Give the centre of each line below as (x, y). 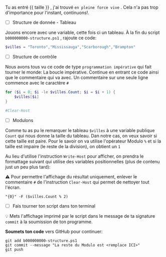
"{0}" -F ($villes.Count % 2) (37, 197)
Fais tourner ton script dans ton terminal (54, 206)
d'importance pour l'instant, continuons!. (47, 13)
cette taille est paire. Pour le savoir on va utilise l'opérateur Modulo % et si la (83, 141)
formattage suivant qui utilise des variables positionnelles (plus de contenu (82, 161)
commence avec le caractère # (37, 83)
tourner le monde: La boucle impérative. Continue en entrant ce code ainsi (82, 72)
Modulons (23, 120)
